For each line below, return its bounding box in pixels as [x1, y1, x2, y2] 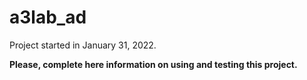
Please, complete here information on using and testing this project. [9, 58, 298, 70]
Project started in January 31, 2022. [9, 39, 157, 51]
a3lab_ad [9, 6, 87, 29]
